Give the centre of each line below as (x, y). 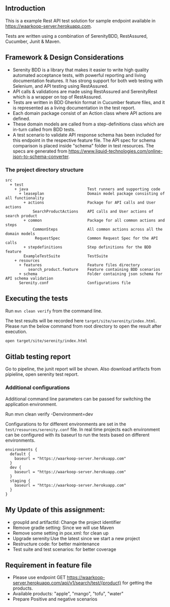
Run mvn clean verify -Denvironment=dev (49, 414)
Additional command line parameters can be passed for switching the (78, 399)
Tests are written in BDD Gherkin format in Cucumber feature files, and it (89, 102)
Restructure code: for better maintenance (56, 544)
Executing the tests (37, 299)
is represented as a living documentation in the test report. (74, 108)
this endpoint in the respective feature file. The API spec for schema (84, 140)
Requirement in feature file (49, 565)
